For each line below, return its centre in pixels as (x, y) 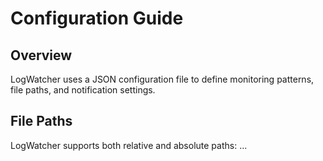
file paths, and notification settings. (83, 90)
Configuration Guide (97, 18)
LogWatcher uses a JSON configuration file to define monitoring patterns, (162, 79)
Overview (41, 55)
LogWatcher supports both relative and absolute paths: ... (129, 145)
